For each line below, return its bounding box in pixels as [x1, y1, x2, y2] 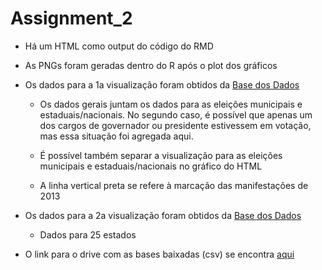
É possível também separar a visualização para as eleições [39, 149, 283, 161]
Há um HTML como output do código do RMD [24, 40, 214, 52]
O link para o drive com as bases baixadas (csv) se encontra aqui [24, 248, 295, 260]
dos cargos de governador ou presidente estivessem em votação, [39, 119, 312, 131]
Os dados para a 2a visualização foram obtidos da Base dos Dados [24, 209, 302, 221]
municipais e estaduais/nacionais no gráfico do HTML [39, 160, 263, 172]
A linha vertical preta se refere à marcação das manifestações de [39, 179, 309, 191]
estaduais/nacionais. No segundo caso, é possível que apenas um [39, 108, 313, 121]
